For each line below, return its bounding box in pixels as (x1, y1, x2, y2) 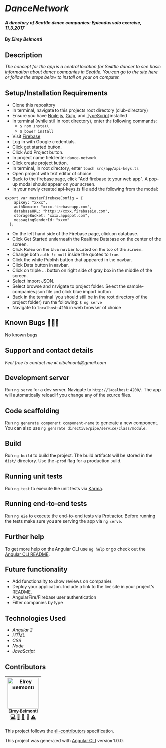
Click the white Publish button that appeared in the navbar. (12, 257, 132, 263)
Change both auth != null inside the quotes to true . (12, 251, 120, 257)
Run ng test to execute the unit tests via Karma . (5, 485, 103, 491)
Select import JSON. (12, 278, 55, 284)
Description (5, 51, 42, 59)
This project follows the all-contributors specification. (5, 728, 115, 734)
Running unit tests (5, 472, 63, 481)
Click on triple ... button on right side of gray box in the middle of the (12, 267, 152, 273)
